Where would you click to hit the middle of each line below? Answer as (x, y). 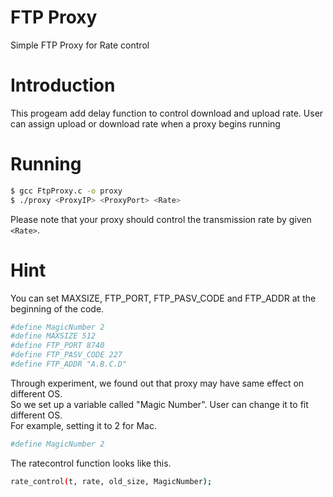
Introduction (63, 85)
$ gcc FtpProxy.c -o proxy (66, 191)
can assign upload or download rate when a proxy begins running (145, 123)
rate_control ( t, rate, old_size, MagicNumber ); (111, 481)
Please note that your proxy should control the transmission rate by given (161, 219)
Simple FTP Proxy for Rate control (80, 45)
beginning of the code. (57, 308)
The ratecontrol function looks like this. (91, 463)
